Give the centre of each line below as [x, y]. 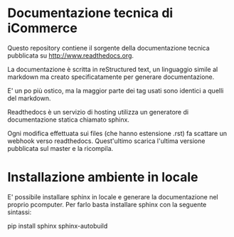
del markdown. [29, 98]
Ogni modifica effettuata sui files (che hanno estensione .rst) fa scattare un [117, 133]
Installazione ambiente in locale [103, 178]
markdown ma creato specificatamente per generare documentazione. [111, 77]
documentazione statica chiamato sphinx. [69, 120]
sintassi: [20, 212]
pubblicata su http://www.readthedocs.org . [70, 56]
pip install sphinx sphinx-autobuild [58, 226]
